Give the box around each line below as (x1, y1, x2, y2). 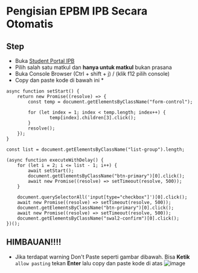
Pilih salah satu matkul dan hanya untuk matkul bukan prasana (14, 64, 172, 71)
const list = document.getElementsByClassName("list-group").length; (6, 146, 185, 153)
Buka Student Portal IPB (14, 58, 75, 64)
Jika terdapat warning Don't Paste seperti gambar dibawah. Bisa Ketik (14, 253, 190, 260)
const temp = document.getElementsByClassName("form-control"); (28, 99, 193, 105)
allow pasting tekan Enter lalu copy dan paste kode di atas (14, 259, 163, 267)
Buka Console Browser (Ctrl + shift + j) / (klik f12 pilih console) (14, 70, 170, 77)
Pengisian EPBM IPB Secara (6, 4, 148, 18)
